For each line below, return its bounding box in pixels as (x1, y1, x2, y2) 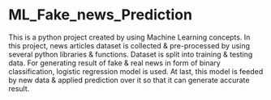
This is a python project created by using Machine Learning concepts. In (8, 32, 251, 42)
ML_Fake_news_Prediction (8, 6, 193, 24)
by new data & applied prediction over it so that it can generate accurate (8, 75, 250, 85)
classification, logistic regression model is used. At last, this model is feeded (8, 66, 264, 76)
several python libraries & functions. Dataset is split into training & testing (8, 49, 253, 59)
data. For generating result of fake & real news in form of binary (8, 58, 221, 68)
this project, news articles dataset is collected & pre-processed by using (8, 40, 250, 50)
